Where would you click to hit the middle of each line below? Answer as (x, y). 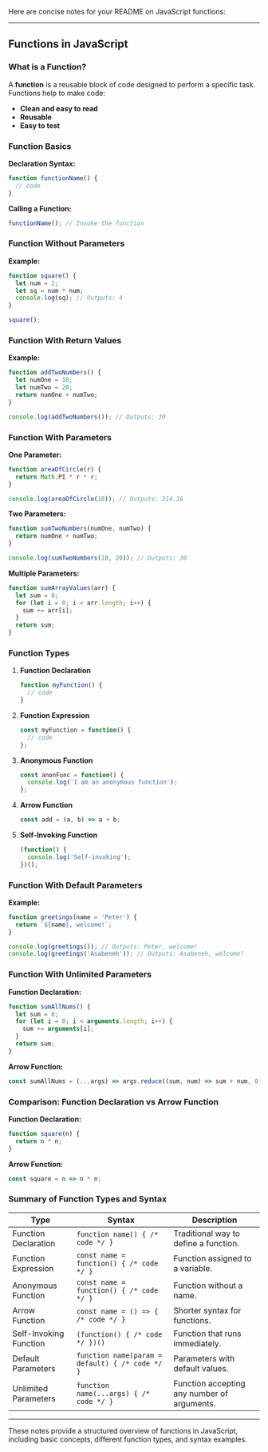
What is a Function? (47, 67)
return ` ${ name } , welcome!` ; (64, 925)
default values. (201, 1368)
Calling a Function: (40, 208)
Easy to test (40, 125)
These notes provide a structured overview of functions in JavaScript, (123, 1430)
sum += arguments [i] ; (58, 1029)
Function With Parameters (60, 437)
